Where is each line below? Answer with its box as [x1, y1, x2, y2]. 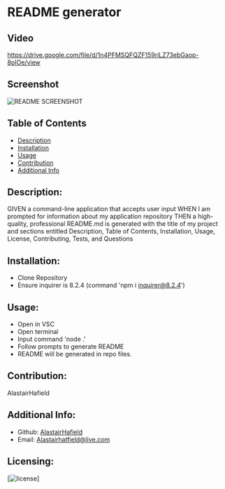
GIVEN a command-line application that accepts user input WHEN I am [7, 205, 211, 213]
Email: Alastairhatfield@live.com [17, 435, 110, 443]
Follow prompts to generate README [17, 342, 124, 351]
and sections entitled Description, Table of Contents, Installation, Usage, [7, 227, 215, 236]
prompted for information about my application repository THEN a [7, 212, 197, 221]
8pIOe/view [7, 58, 41, 67]
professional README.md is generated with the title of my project [29, 220, 218, 228]
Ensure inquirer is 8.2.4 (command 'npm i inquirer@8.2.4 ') [17, 281, 185, 290]
